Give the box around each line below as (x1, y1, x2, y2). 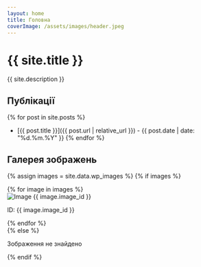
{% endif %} (7, 253, 43, 261)
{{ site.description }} (7, 75, 65, 83)
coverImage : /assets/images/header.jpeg (7, 23, 125, 30)
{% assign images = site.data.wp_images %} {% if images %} (7, 172, 182, 180)
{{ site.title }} (7, 52, 84, 68)
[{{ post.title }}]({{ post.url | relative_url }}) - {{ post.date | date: (16, 126, 195, 135)
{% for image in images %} (7, 185, 84, 193)
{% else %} (7, 226, 40, 234)
